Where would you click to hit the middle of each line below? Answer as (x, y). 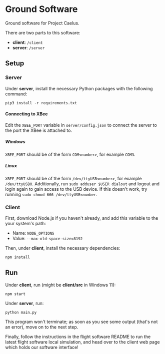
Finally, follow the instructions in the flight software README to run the (78, 337)
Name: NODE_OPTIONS (33, 233)
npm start (15, 294)
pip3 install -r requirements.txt (41, 103)
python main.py (21, 312)
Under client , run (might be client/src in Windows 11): (60, 285)
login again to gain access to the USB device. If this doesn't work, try (76, 189)
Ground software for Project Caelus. (42, 23)
